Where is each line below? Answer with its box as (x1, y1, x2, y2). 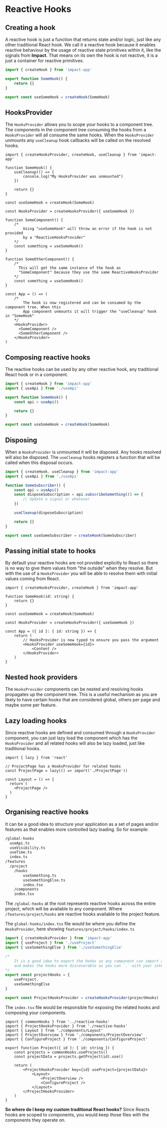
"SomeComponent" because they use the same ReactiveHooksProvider (18, 270, 159, 275)
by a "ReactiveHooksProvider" (23, 235, 85, 240)
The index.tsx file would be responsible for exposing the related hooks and (5, 1004, 160, 1010)
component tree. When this (5, 305, 61, 310)
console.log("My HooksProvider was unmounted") (23, 174, 123, 179)
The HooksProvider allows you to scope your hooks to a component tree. (5, 121, 154, 127)
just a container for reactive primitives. (5, 58, 84, 63)
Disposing (5, 436, 37, 444)
